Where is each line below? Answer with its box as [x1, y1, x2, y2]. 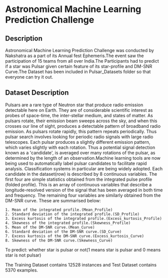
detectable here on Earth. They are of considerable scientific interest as [5, 107, 153, 113]
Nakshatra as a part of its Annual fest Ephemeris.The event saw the [5, 53, 144, 59]
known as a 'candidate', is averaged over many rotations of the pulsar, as [5, 149, 155, 156]
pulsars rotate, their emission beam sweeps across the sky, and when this [5, 118, 157, 124]
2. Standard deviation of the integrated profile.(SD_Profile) [5, 211, 140, 216]
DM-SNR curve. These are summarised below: [5, 197, 101, 203]
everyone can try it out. [5, 74, 53, 80]
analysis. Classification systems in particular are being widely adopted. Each [5, 165, 163, 171]
